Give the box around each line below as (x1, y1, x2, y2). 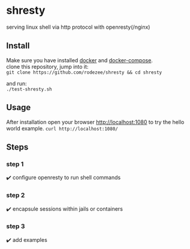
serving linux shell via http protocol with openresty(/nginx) (6, 23, 150, 31)
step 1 (6, 160, 24, 168)
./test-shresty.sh (6, 86, 52, 92)
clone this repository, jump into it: (6, 63, 89, 70)
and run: (6, 80, 27, 87)
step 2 (6, 191, 25, 199)
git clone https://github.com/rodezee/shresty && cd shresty (6, 69, 162, 75)
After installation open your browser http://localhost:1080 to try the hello (6, 118, 185, 126)
